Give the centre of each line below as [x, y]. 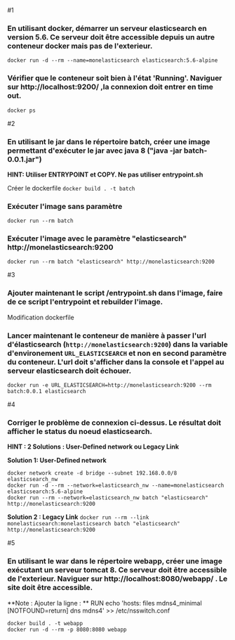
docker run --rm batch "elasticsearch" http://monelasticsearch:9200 [111, 262]
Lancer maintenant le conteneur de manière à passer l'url [107, 335]
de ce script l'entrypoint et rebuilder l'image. [85, 302]
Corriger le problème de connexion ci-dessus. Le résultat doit [114, 423]
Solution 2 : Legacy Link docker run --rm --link [78, 517]
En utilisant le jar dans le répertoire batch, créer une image [109, 141]
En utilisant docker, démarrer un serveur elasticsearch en [107, 28]
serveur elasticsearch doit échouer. [69, 371]
